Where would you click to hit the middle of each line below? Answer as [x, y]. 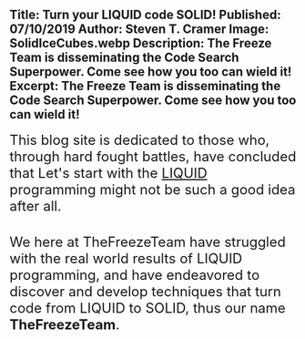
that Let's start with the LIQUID [108, 173]
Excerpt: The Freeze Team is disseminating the [145, 86]
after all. [36, 206]
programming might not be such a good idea [152, 190]
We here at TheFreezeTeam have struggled [148, 241]
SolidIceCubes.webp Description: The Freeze [141, 43]
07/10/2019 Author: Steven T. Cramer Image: [139, 30]
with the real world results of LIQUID [126, 258]
